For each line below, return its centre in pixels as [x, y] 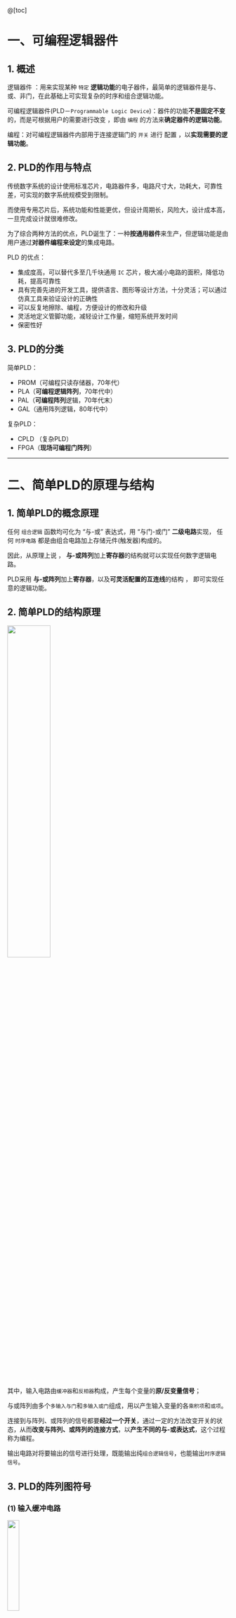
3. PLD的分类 [36, 349]
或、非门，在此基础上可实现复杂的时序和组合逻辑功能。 [87, 96]
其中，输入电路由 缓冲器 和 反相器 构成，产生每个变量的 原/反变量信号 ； [104, 1391]
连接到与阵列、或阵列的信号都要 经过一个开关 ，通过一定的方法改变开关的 [112, 1421]
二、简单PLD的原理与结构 [81, 485]
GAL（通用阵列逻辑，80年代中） [64, 409]
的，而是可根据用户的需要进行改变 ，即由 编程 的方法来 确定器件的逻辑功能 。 [117, 120]
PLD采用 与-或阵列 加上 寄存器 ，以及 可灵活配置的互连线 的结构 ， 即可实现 [113, 579]
